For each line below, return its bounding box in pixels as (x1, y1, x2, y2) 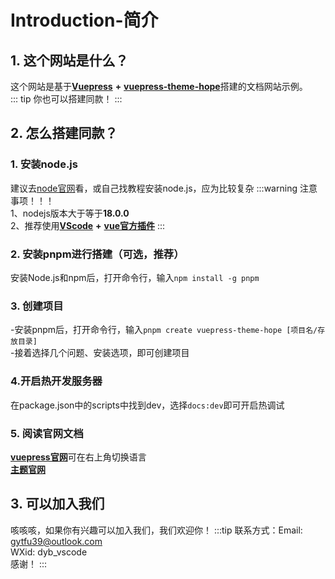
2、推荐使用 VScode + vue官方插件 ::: (10, 219, 166, 231)
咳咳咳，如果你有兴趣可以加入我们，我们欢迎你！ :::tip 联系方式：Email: (10, 524, 303, 536)
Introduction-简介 (10, 9, 159, 32)
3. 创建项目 (10, 299, 64, 313)
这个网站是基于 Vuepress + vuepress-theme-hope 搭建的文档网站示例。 (10, 81, 308, 92)
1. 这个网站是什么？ (10, 52, 129, 69)
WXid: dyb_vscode (10, 546, 88, 558)
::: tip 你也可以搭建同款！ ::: (10, 93, 123, 105)
